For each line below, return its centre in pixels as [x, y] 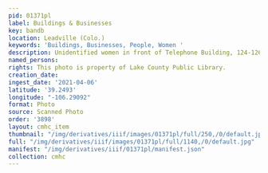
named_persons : [33, 61]
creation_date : [33, 75]
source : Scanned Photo [46, 112]
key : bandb [26, 30]
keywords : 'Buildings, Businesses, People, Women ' [96, 45]
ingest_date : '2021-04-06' [53, 82]
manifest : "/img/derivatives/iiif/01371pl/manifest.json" [106, 149]
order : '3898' [32, 120]
